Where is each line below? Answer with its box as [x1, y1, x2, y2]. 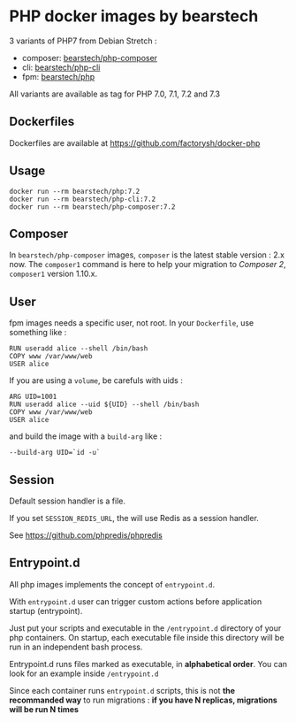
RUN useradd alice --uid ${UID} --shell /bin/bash [9, 400, 200, 409]
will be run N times [9, 703, 80, 714]
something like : [9, 327, 67, 338]
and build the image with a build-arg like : [9, 431, 163, 442]
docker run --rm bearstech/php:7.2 [9, 187, 140, 196]
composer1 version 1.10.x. [9, 268, 98, 280]
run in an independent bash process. [9, 641, 143, 652]
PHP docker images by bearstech [9, 6, 259, 27]
